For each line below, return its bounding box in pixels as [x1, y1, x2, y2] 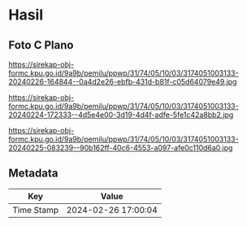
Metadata [8, 167, 58, 180]
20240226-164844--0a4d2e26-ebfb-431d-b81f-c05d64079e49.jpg [8, 77, 237, 86]
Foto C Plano [8, 38, 74, 52]
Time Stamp [12, 204, 59, 215]
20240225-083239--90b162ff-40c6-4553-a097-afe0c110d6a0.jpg [8, 143, 233, 152]
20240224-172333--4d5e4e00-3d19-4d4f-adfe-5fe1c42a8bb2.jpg [8, 110, 234, 120]
